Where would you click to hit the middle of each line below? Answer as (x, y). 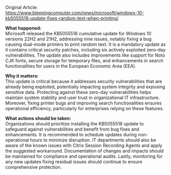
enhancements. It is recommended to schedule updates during (71, 134)
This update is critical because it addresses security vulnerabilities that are (84, 81)
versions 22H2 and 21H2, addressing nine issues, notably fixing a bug (78, 39)
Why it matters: (22, 76)
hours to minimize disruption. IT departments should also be (93, 140)
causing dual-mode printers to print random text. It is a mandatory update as (85, 44)
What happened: (23, 28)
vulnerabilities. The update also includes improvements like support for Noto (85, 55)
